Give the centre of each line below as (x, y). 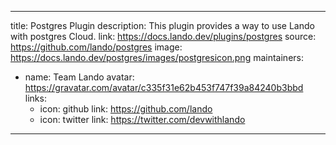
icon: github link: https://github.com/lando (126, 109)
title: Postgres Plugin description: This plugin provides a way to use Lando (162, 25)
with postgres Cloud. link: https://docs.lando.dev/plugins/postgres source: (163, 36)
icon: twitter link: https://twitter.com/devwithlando (142, 119)
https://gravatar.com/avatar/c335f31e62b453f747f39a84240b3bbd (164, 87)
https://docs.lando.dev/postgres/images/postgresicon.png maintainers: (157, 57)
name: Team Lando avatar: (79, 77)
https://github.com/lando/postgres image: (96, 47)
